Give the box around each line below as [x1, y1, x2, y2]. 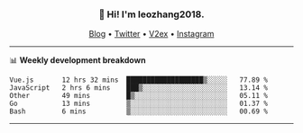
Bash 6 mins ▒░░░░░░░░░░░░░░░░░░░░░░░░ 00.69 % [9, 107, 269, 116]
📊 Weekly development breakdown [9, 55, 146, 66]
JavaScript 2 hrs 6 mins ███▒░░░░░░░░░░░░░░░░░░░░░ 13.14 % [9, 84, 269, 93]
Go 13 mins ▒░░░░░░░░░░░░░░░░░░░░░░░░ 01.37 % [9, 99, 269, 109]
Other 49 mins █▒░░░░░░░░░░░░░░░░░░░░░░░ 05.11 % [9, 92, 269, 101]
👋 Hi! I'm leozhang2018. [98, 8, 205, 21]
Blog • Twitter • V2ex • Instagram [88, 29, 215, 40]
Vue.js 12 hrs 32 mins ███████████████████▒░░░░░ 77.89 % [9, 75, 269, 84]
